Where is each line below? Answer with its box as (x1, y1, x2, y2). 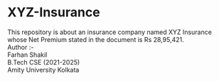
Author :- (7, 43, 34, 51)
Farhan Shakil (7, 50, 48, 59)
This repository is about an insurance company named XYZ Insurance (7, 28, 212, 36)
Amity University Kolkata (7, 65, 80, 74)
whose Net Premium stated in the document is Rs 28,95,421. (7, 35, 184, 43)
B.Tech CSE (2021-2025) (7, 58, 80, 66)
